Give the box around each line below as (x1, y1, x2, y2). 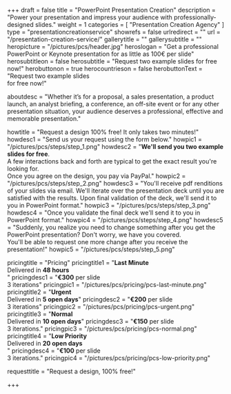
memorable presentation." (7, 115, 81, 123)
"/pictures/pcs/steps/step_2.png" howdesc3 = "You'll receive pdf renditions (7, 179, 223, 187)
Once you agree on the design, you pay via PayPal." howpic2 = (7, 172, 186, 180)
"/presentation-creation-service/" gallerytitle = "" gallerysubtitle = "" (7, 35, 202, 43)
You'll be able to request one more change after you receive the (7, 238, 188, 246)
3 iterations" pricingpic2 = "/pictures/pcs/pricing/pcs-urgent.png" (7, 303, 195, 311)
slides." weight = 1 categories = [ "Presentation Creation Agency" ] (35, 21, 225, 28)
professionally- (173, 13, 217, 21)
